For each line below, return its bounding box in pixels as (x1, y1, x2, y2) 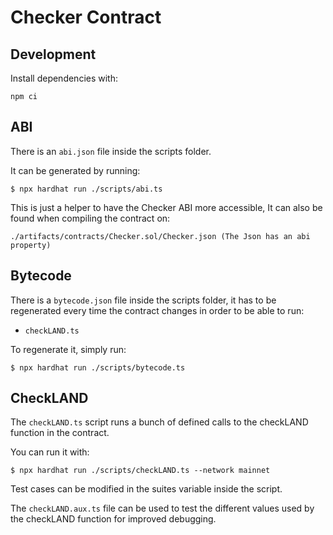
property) (10, 240, 52, 250)
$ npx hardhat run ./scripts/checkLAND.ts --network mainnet (10, 466, 271, 476)
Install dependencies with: (10, 72, 119, 84)
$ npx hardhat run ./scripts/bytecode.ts (10, 362, 186, 373)
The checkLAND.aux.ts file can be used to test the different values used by (10, 502, 315, 515)
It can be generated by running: (10, 164, 141, 176)
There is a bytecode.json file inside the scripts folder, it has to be (10, 294, 277, 306)
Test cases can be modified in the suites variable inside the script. (10, 483, 283, 495)
